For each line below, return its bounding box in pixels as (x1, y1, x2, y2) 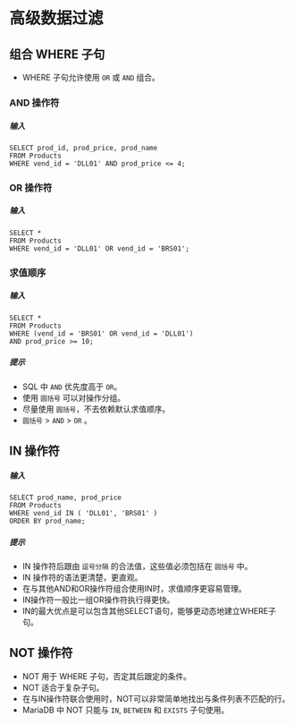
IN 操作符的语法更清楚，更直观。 (21, 572, 143, 583)
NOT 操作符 (9, 645, 73, 660)
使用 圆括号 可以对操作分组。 (21, 392, 126, 403)
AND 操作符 (9, 96, 60, 108)
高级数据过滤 (9, 8, 105, 29)
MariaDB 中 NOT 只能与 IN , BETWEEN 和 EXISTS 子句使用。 (21, 704, 230, 715)
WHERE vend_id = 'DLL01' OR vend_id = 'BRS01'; (9, 243, 190, 253)
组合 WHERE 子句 (9, 47, 105, 62)
